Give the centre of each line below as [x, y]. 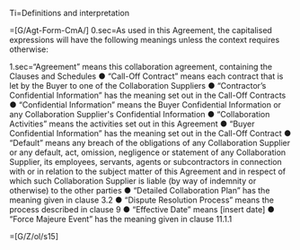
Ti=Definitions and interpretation [70, 13]
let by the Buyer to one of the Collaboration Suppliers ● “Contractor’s [138, 86]
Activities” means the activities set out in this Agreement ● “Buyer [132, 124]
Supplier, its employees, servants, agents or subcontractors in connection [146, 162]
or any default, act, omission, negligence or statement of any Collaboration [148, 152]
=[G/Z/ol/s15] [34, 236]
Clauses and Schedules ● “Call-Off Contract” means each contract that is [146, 76]
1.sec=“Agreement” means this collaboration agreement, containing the [141, 67]
